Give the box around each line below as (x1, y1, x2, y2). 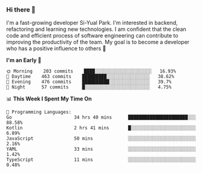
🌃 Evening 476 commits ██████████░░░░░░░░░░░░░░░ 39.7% (6, 79, 172, 85)
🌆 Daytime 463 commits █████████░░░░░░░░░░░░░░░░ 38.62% (6, 74, 174, 80)
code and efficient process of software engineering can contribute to (6, 32, 178, 39)
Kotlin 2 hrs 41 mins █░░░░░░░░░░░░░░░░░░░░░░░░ (6, 125, 197, 131)
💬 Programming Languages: (6, 109, 71, 116)
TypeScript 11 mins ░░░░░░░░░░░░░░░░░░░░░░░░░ (6, 157, 197, 163)
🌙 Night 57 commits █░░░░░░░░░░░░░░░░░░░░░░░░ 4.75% (6, 84, 172, 90)
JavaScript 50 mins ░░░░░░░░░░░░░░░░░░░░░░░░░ (6, 135, 197, 142)
